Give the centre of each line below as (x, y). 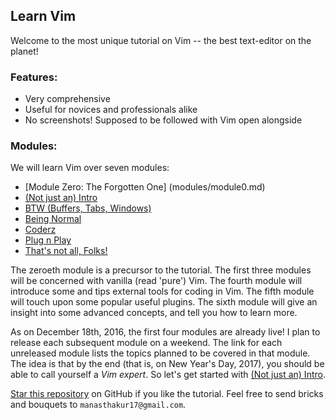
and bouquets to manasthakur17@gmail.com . (98, 405)
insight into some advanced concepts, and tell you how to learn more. (154, 313)
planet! (24, 51)
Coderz (40, 230)
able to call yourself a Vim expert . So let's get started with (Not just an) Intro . (168, 375)
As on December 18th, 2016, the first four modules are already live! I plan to (165, 332)
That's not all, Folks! (66, 251)
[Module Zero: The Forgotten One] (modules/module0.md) (145, 187)
